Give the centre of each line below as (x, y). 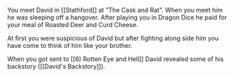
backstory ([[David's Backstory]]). (56, 66)
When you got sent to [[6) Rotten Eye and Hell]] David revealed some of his (116, 59)
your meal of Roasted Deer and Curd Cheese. (73, 25)
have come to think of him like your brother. (70, 45)
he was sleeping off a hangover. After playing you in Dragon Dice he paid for (117, 17)
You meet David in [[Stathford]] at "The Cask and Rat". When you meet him (115, 10)
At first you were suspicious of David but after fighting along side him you (113, 38)
